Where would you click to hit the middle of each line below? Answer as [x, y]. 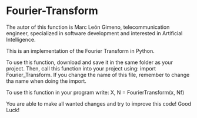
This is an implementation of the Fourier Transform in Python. [80, 50]
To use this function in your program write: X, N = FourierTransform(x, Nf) [95, 92]
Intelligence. [21, 39]
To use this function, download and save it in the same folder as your [90, 62]
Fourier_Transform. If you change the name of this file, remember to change [98, 75]
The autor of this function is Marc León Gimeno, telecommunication [88, 27]
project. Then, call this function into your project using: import [81, 68]
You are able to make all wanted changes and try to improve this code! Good [98, 103]
